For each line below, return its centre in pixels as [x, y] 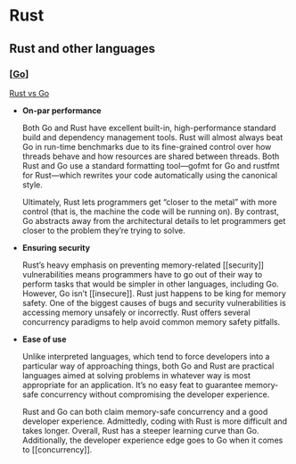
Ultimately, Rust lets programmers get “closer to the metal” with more [149, 202]
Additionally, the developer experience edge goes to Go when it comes [152, 440]
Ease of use [44, 339]
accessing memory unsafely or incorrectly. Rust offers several [136, 312]
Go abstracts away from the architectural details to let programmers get [154, 220]
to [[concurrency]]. [57, 449]
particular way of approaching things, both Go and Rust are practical [148, 366]
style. [32, 185]
